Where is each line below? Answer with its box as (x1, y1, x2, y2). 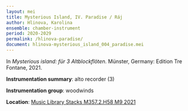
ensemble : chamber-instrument (6, 25, 81, 31)
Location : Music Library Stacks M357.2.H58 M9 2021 (6, 98, 136, 105)
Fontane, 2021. (6, 64, 43, 71)
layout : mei (6, 8, 35, 15)
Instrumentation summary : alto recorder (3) (6, 75, 115, 83)
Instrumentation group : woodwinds (6, 87, 94, 94)
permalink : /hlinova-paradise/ (6, 36, 83, 42)
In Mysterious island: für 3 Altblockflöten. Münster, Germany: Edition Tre (6, 57, 182, 65)
